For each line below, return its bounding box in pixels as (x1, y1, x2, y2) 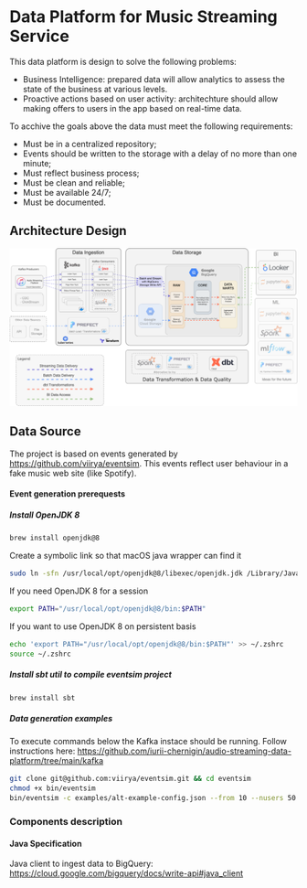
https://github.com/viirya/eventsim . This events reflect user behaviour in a (9, 457, 289, 468)
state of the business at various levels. (22, 83, 168, 94)
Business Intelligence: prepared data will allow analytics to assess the (22, 73, 285, 84)
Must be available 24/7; (22, 187, 111, 198)
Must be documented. (22, 197, 107, 208)
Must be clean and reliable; (22, 177, 125, 188)
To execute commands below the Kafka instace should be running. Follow (9, 736, 288, 747)
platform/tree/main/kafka (9, 755, 104, 766)
